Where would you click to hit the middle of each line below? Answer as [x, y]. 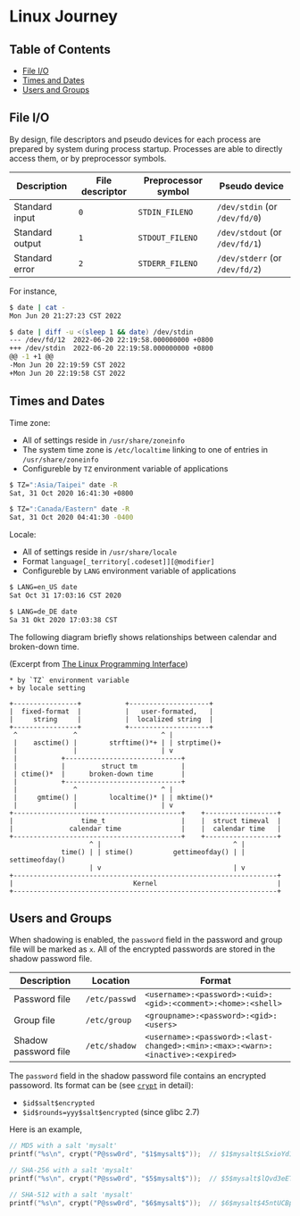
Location [111, 981]
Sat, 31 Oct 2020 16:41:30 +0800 [71, 493]
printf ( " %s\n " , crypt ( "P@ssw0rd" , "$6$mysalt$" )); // [113, 1203]
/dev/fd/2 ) [239, 269]
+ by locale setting [48, 688]
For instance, [33, 291]
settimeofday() [37, 860]
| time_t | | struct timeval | [145, 820]
